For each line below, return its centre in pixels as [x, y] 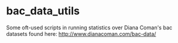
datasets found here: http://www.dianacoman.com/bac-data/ [81, 33]
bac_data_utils [43, 11]
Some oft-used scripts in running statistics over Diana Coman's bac [89, 27]
